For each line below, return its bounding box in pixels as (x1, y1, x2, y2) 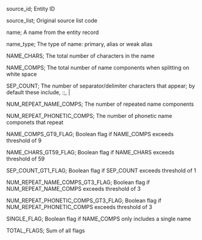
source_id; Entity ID (6, 5, 55, 12)
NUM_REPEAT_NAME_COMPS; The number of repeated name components (6, 100, 194, 108)
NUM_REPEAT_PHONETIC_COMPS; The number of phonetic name (6, 112, 172, 119)
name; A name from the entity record (6, 29, 99, 36)
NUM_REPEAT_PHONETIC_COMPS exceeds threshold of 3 (6, 204, 153, 210)
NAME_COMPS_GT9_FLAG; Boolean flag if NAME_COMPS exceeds (6, 131, 174, 137)
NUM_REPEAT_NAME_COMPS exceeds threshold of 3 (6, 185, 141, 192)
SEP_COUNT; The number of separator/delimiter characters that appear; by (6, 82, 195, 89)
